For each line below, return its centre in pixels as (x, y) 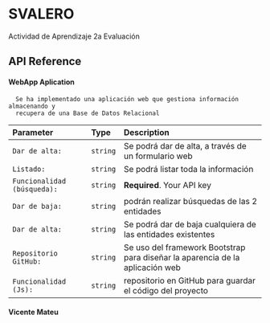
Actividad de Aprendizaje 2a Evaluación (74, 36)
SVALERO (41, 14)
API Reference (45, 61)
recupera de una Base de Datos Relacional (88, 113)
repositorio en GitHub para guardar (189, 280)
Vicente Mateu (33, 312)
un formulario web (158, 156)
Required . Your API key (167, 185)
